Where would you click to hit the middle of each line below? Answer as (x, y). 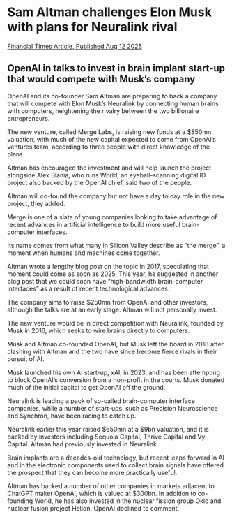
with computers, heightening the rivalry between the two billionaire (103, 111)
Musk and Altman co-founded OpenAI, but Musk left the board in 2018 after (116, 344)
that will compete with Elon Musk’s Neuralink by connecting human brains (113, 103)
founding (20, 501)
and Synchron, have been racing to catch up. (72, 416)
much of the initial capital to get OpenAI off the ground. (86, 387)
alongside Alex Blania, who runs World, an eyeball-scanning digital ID (107, 175)
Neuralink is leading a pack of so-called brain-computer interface (101, 401)
